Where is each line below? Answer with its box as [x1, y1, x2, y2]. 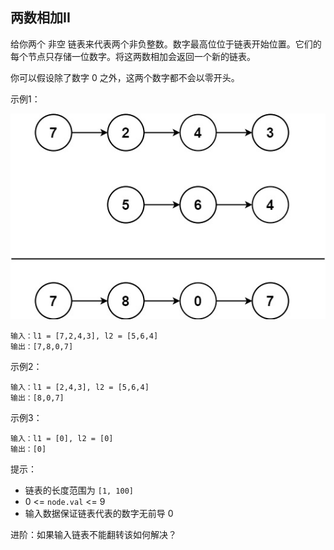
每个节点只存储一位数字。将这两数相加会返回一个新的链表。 [10, 50, 256, 62]
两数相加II [10, 9, 71, 27]
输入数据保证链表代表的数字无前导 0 [24, 508, 174, 520]
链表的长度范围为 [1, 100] [24, 484, 135, 497]
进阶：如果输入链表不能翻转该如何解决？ [10, 529, 177, 541]
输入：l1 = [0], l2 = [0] [10, 434, 114, 444]
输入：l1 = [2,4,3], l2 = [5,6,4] [10, 383, 150, 393]
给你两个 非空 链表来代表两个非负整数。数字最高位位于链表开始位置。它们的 [10, 38, 322, 50]
